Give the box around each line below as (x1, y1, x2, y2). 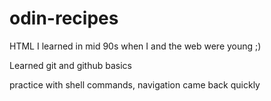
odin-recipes (9, 7, 119, 30)
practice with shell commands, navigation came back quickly (9, 78, 261, 91)
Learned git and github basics (9, 59, 133, 71)
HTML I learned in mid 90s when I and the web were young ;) (9, 40, 262, 52)
